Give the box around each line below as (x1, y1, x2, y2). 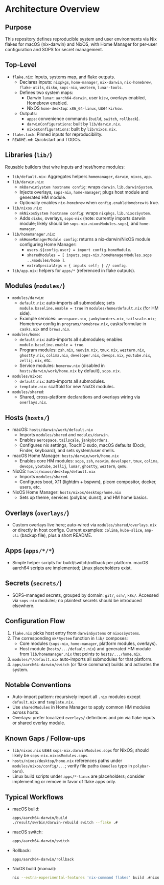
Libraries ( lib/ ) (5, 151, 52, 159)
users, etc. (19, 484, 41, 490)
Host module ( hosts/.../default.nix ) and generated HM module (19, 645, 151, 651)
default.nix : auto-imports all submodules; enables (19, 336, 122, 342)
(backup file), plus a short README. (20, 532, 93, 538)
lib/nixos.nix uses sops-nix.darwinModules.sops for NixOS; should (12, 747, 149, 753)
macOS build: (12, 806, 40, 812)
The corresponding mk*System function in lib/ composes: (12, 635, 128, 641)
